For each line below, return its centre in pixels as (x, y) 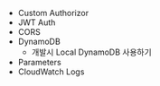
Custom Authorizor (53, 13)
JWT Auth (37, 22)
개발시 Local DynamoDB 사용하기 (91, 52)
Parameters (39, 62)
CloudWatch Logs (51, 72)
